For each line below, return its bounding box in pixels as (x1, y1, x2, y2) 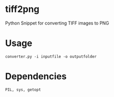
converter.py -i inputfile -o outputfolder (5, 54, 97, 59)
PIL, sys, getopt (5, 87, 41, 92)
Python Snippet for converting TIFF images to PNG (5, 20, 110, 26)
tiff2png (5, 3, 40, 15)
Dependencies (5, 71, 67, 82)
